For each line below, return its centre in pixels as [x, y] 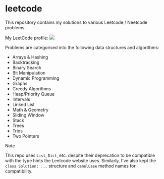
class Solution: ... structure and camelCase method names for [71, 166]
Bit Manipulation [29, 73]
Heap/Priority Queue [33, 94]
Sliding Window [28, 115]
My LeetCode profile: [27, 38]
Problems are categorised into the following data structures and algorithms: [82, 47]
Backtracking [26, 62]
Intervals [21, 99]
